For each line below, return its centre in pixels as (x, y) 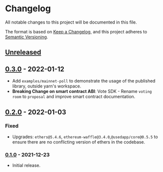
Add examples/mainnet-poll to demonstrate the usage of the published (84, 81)
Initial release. (26, 166)
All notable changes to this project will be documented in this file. (71, 22)
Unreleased (23, 52)
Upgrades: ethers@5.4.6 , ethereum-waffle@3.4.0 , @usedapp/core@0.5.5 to (85, 137)
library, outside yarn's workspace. (47, 86)
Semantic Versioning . (27, 37)
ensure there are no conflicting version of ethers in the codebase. (79, 142)
